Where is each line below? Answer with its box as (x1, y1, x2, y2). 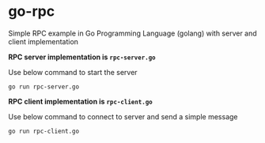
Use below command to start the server (8, 67, 138, 77)
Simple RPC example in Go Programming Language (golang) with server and (8, 28, 257, 38)
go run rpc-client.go (8, 127, 80, 135)
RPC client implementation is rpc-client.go (8, 96, 153, 106)
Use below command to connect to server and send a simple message (8, 111, 238, 121)
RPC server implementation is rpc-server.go (8, 52, 156, 62)
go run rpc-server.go (8, 82, 80, 91)
